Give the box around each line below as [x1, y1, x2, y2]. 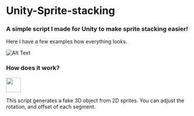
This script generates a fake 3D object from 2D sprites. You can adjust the [6, 97, 185, 104]
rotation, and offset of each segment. [6, 103, 96, 110]
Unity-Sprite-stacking [6, 4, 115, 17]
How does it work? [6, 64, 60, 72]
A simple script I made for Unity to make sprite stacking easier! [6, 25, 188, 33]
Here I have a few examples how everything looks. [6, 38, 127, 45]
